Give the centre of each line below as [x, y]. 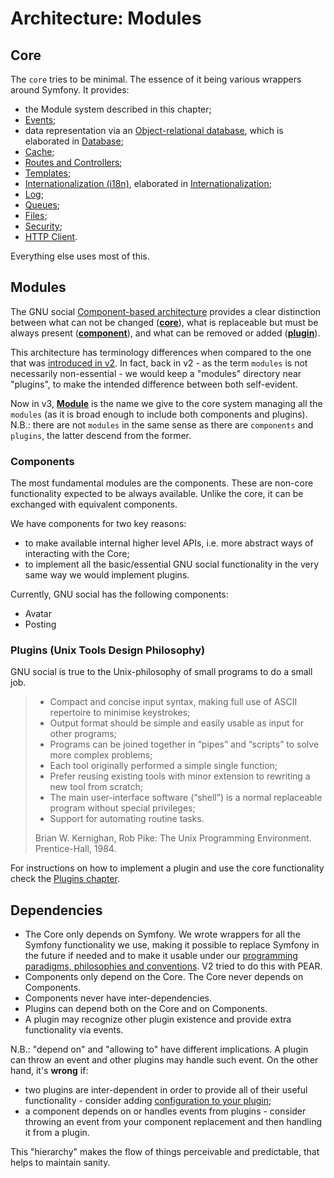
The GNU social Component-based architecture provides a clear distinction [166, 311]
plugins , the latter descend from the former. [101, 435]
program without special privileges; [122, 808]
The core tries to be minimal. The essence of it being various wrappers [156, 79]
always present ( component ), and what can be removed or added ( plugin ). [165, 333]
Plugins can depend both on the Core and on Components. [146, 1009]
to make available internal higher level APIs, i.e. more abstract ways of [169, 543]
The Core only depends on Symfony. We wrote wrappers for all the [162, 934]
